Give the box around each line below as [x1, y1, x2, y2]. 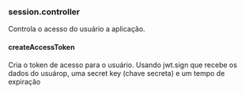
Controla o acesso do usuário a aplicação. [8, 24, 145, 34]
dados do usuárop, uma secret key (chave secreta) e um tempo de [8, 68, 225, 77]
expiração [8, 77, 41, 86]
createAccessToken [8, 42, 75, 51]
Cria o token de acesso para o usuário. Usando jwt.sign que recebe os [8, 60, 238, 70]
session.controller [8, 6, 81, 17]
